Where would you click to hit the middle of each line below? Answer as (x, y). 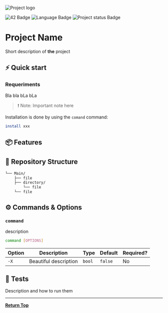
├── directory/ (30, 182)
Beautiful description (54, 261)
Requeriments (23, 84)
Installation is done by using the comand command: (57, 117)
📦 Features (24, 142)
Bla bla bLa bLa (21, 95)
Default (109, 252)
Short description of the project (38, 51)
